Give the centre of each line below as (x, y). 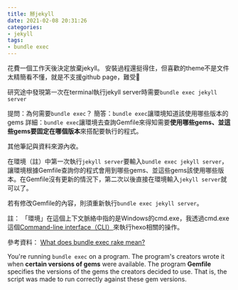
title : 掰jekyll (31, 14)
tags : (15, 41)
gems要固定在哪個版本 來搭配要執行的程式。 (78, 131)
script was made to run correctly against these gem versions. (97, 279)
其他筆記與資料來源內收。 (45, 146)
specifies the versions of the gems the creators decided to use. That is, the (117, 272)
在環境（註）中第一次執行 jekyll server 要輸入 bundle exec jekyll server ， (118, 161)
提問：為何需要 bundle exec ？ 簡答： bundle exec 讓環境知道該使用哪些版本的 (118, 113)
